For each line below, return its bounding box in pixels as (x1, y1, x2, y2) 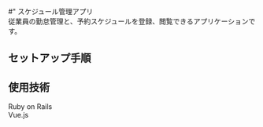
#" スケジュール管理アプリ (8, 7, 94, 16)
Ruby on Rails (8, 102, 53, 111)
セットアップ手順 (8, 52, 91, 65)
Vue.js (8, 111, 29, 120)
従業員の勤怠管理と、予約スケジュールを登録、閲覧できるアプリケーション (8, 16, 249, 26)
